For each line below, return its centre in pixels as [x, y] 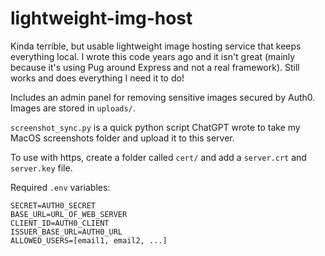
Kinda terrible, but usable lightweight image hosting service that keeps [156, 46]
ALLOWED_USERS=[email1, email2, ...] [89, 240]
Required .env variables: [60, 187]
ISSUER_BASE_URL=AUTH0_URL [66, 232]
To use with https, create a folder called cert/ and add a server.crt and [158, 157]
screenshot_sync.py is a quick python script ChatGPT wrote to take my [155, 127]
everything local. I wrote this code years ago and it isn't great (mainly [153, 56]
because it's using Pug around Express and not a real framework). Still [155, 67]
